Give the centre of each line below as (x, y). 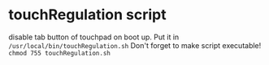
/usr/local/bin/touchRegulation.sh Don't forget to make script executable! (135, 45)
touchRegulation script (87, 15)
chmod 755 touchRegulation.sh (60, 53)
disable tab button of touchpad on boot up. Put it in (94, 37)
